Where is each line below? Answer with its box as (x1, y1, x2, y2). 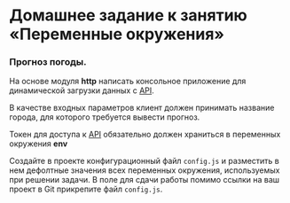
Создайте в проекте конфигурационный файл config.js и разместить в (9, 156, 279, 167)
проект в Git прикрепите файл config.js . (9, 183, 163, 195)
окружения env (9, 138, 68, 149)
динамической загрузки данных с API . (9, 85, 155, 96)
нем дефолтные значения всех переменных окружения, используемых (9, 165, 280, 176)
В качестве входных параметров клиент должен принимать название (9, 103, 275, 113)
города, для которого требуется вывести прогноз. (9, 112, 200, 122)
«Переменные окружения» (9, 24, 224, 44)
